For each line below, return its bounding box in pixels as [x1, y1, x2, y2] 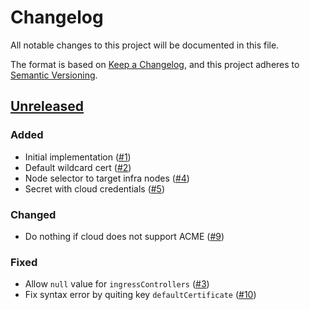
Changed [10, 207, 57, 221]
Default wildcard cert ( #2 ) [24, 161, 132, 173]
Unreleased [10, 98, 85, 115]
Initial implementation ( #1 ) [24, 151, 132, 163]
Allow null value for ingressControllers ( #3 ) [24, 278, 210, 290]
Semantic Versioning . [10, 69, 98, 81]
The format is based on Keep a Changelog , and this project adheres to [10, 58, 300, 70]
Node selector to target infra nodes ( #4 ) [24, 172, 190, 184]
